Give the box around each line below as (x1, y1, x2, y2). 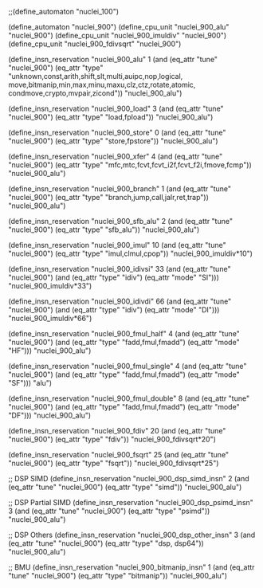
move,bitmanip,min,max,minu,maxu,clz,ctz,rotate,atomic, (8, 80, 196, 89)
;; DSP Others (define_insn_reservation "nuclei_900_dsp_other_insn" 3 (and (8, 530, 256, 539)
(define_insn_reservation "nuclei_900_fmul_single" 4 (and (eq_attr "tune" (8, 362, 247, 370)
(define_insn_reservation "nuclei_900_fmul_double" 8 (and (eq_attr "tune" (8, 394, 249, 403)
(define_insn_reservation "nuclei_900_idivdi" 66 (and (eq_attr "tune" (8, 296, 232, 306)
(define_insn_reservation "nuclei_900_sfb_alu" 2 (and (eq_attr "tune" (8, 217, 234, 225)
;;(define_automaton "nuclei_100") (8, 7, 120, 16)
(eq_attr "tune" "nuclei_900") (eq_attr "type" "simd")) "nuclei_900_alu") (8, 482, 242, 492)
